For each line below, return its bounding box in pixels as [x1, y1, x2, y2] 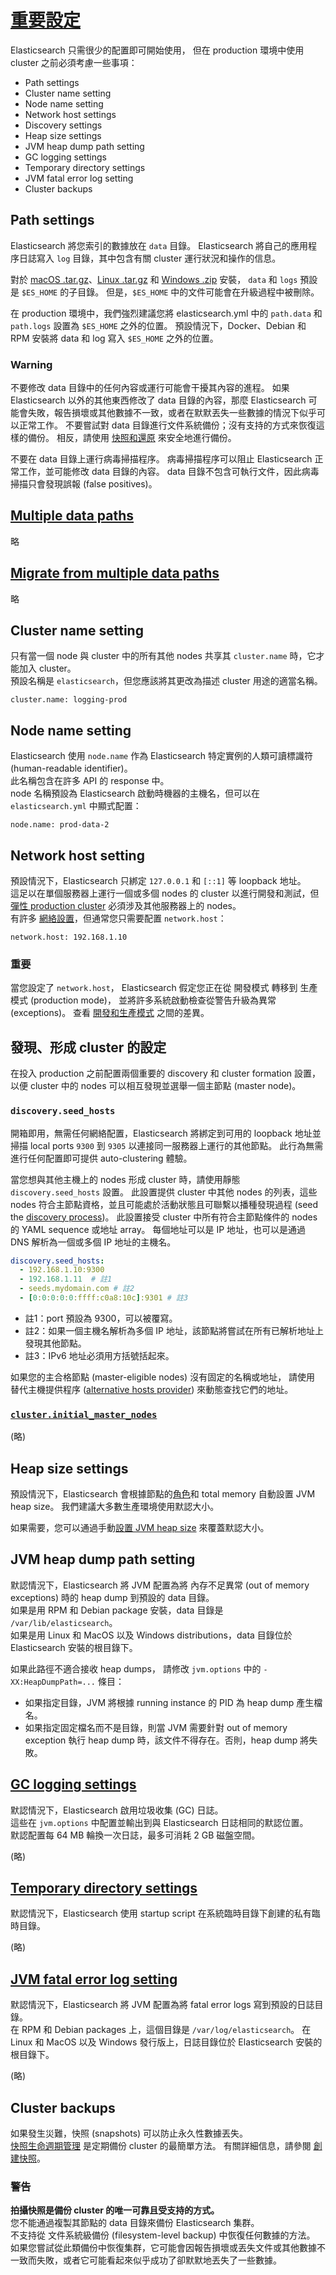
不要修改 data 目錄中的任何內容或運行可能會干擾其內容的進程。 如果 [10, 382, 290, 394]
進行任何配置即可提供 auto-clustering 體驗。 [10, 1152, 193, 1164]
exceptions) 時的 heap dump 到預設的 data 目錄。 [10, 1591, 215, 1603]
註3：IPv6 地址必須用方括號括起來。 [24, 1349, 175, 1361]
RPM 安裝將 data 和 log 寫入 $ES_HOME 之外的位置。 [10, 332, 219, 344]
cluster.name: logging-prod [10, 695, 128, 705]
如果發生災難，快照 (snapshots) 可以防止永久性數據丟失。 [10, 2127, 249, 2140]
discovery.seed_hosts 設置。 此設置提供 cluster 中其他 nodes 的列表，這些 [10, 1186, 318, 1198]
